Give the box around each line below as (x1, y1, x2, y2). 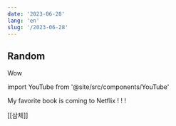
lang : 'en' (7, 17, 40, 24)
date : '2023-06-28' (7, 10, 66, 18)
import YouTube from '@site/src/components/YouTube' (7, 83, 170, 91)
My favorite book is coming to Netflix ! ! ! (7, 97, 127, 105)
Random (7, 50, 46, 62)
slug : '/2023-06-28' (7, 23, 69, 31)
